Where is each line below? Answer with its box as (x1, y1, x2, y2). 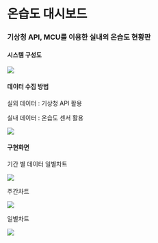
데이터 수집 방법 (7, 82, 49, 90)
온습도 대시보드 (7, 6, 88, 22)
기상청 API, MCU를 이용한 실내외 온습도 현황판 (7, 32, 151, 42)
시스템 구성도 (7, 51, 42, 59)
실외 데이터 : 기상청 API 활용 (7, 99, 82, 107)
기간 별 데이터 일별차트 (7, 159, 68, 168)
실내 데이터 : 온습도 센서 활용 (7, 114, 84, 122)
